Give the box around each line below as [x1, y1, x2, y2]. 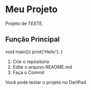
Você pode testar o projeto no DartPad [5, 79, 86, 85]
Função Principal [5, 35, 60, 44]
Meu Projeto [5, 4, 58, 15]
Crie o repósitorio [12, 58, 50, 65]
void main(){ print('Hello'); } [5, 48, 63, 54]
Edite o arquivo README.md [12, 64, 72, 70]
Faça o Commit [12, 69, 45, 75]
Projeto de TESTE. [5, 20, 44, 26]
